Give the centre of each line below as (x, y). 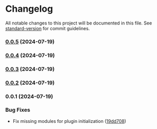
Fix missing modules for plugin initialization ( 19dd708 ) (69, 121)
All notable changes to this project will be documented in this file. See (79, 23)
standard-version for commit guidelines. (48, 28)
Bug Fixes (18, 110)
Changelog (29, 9)
